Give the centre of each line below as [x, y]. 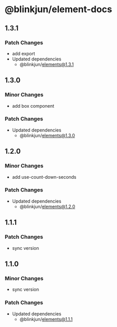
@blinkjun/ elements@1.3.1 [47, 64]
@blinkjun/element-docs [58, 9]
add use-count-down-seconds [44, 177]
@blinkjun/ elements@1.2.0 [47, 206]
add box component [33, 106]
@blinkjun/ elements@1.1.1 [46, 319]
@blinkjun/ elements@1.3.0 [47, 135]
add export [24, 53]
